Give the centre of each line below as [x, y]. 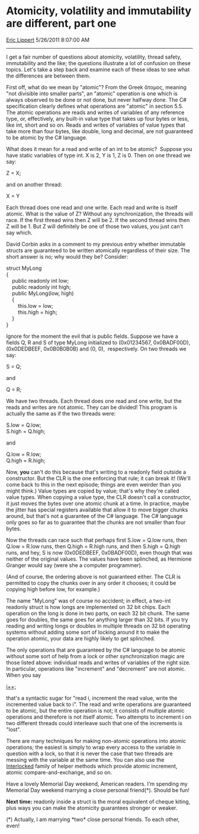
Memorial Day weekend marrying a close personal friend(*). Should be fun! [98, 790]
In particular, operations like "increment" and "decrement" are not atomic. [96, 669]
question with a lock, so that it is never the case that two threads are [89, 754]
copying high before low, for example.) [53, 589]
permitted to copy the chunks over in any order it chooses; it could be [91, 583]
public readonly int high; [41, 287]
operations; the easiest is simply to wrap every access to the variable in [94, 747]
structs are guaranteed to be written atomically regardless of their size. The [98, 250]
